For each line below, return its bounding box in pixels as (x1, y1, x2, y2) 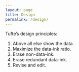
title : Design (5, 12, 35, 17)
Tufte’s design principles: (5, 31, 58, 37)
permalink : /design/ (5, 17, 49, 22)
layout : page (5, 7, 33, 13)
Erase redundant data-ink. (12, 57, 67, 63)
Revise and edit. (12, 62, 47, 68)
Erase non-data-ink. (12, 51, 55, 57)
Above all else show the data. (12, 41, 74, 47)
